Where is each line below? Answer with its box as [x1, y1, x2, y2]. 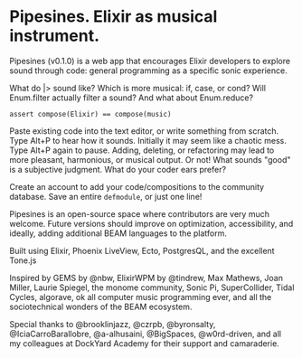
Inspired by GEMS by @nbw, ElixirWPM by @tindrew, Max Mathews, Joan [9, 272, 283, 283]
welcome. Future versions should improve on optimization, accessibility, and [9, 218, 294, 229]
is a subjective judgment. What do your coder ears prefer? [9, 164, 227, 174]
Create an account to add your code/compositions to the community [9, 181, 265, 192]
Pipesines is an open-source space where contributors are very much [9, 208, 269, 219]
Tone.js [9, 255, 37, 266]
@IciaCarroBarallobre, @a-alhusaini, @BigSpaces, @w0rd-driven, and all [9, 328, 282, 339]
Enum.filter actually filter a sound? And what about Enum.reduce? [9, 92, 254, 103]
